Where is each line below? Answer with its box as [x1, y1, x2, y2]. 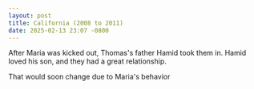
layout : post [8, 11, 52, 20]
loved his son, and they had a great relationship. [8, 56, 167, 66]
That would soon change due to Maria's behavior [8, 72, 171, 82]
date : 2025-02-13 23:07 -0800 [8, 26, 110, 34]
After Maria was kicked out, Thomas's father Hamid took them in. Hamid [8, 48, 247, 58]
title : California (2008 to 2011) [8, 19, 124, 27]
